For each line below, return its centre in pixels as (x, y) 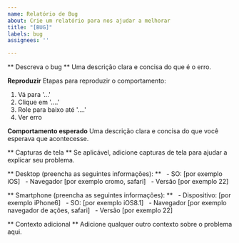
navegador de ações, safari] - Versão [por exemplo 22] (90, 210)
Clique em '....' (39, 102)
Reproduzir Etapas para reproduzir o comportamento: (87, 81)
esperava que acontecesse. (48, 139)
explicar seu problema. (41, 160)
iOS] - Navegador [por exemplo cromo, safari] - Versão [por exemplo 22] (118, 182)
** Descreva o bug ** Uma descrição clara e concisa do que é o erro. (110, 67)
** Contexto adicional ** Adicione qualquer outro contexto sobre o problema (120, 224)
